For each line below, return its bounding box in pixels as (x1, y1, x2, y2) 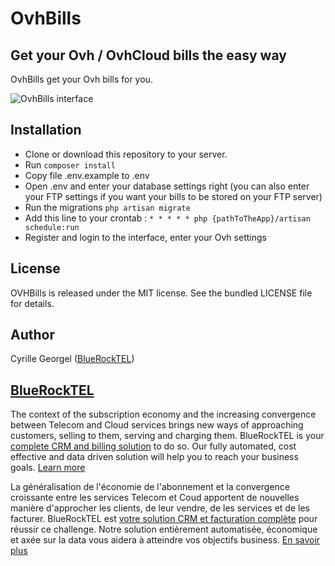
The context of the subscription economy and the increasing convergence (10, 408, 317, 421)
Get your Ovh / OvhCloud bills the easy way (10, 47, 287, 64)
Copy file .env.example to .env (24, 169, 150, 181)
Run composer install (24, 158, 116, 171)
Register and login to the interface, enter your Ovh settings (24, 231, 267, 243)
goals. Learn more (10, 462, 86, 474)
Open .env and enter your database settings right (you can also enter (24, 180, 310, 192)
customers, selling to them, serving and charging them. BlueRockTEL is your (10, 430, 325, 442)
